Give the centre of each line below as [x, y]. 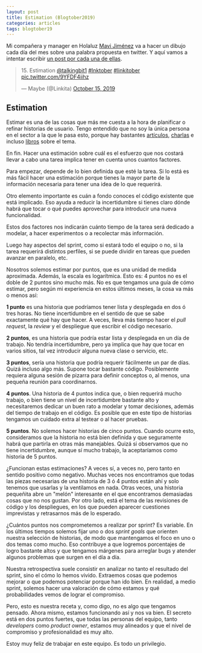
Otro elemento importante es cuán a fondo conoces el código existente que [100, 196]
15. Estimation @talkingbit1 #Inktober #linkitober [80, 71]
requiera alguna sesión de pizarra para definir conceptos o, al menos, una [98, 375]
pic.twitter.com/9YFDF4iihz [55, 77]
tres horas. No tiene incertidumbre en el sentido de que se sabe [85, 314]
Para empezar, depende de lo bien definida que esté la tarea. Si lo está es [98, 171]
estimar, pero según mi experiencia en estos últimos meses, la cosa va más [100, 289]
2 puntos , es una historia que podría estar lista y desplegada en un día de [98, 338]
